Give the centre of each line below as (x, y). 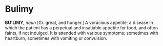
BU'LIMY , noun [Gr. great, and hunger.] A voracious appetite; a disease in (79, 23)
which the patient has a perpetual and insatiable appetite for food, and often (81, 27)
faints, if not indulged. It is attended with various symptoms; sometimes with (82, 33)
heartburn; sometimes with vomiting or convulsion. (56, 38)
